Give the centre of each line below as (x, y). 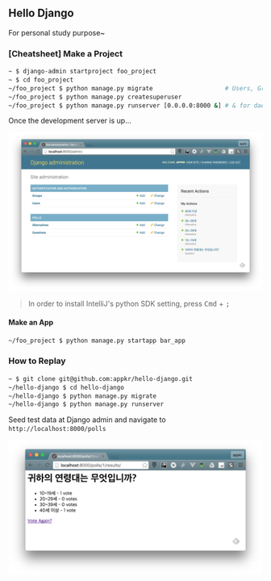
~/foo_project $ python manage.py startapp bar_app (97, 341)
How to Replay (37, 361)
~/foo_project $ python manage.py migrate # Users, (131, 88)
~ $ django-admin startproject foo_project (83, 72)
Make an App (31, 323)
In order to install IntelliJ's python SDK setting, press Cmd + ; (129, 304)
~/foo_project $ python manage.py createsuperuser (95, 97)
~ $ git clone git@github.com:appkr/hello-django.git (101, 378)
